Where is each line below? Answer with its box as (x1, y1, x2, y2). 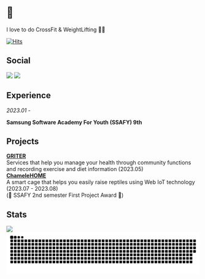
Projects (6, 136, 39, 147)
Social (6, 55, 31, 66)
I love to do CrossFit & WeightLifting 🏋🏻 (6, 26, 106, 33)
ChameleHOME (6, 172, 47, 180)
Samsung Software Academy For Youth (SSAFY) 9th (6, 118, 142, 126)
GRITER (6, 153, 26, 160)
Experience (6, 90, 51, 101)
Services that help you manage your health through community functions (6, 159, 191, 166)
